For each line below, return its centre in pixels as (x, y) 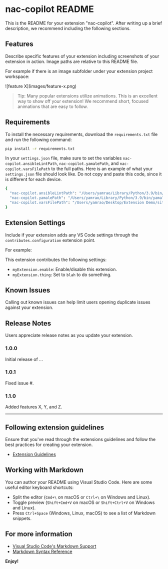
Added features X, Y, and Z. (34, 407)
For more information (39, 534)
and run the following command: (38, 139)
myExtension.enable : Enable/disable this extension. (65, 269)
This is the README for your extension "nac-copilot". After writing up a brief (84, 23)
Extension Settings (35, 223)
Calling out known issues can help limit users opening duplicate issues (78, 302)
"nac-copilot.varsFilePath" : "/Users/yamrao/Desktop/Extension (77, 203)
